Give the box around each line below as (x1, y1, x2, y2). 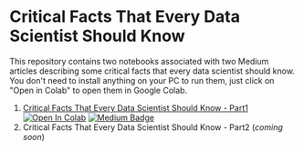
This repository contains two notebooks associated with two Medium (9, 55, 269, 66)
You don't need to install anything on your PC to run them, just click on (9, 75, 275, 86)
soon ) (22, 131, 46, 142)
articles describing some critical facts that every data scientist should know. (9, 65, 295, 76)
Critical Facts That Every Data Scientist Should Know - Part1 (22, 102, 248, 113)
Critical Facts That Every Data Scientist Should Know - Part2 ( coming (22, 121, 283, 133)
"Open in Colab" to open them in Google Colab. (9, 85, 188, 96)
